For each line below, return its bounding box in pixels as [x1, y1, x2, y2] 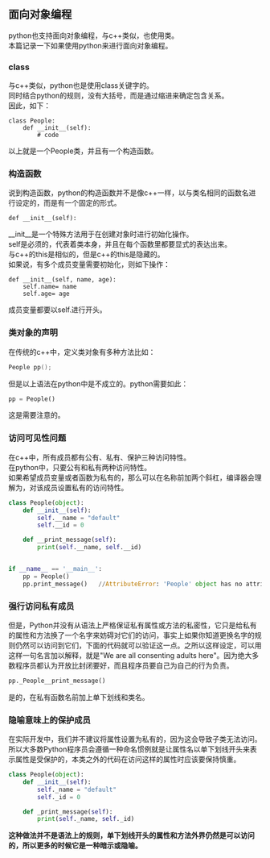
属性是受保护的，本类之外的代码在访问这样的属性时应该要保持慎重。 [14, 755, 241, 764]
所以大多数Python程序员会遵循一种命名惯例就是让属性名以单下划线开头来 [8, 744, 251, 754]
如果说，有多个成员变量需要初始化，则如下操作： [8, 260, 170, 269]
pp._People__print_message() [8, 677, 106, 685]
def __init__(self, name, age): [8, 276, 117, 284]
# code [37, 131, 59, 140]
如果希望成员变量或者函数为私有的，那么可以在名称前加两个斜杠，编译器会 [8, 473, 255, 482]
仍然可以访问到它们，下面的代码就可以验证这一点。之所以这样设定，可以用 [14, 640, 262, 650]
